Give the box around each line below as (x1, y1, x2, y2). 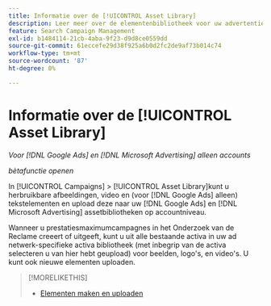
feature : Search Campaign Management (8, 27, 135, 35)
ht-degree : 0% (8, 65, 56, 73)
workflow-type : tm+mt (8, 49, 81, 57)
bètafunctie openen (8, 166, 74, 175)
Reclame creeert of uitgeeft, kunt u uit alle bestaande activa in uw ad (8, 231, 237, 241)
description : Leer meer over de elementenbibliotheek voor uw (8, 19, 222, 27)
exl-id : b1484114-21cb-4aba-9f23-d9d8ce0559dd (8, 34, 168, 43)
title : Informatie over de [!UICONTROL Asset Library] (8, 11, 197, 20)
